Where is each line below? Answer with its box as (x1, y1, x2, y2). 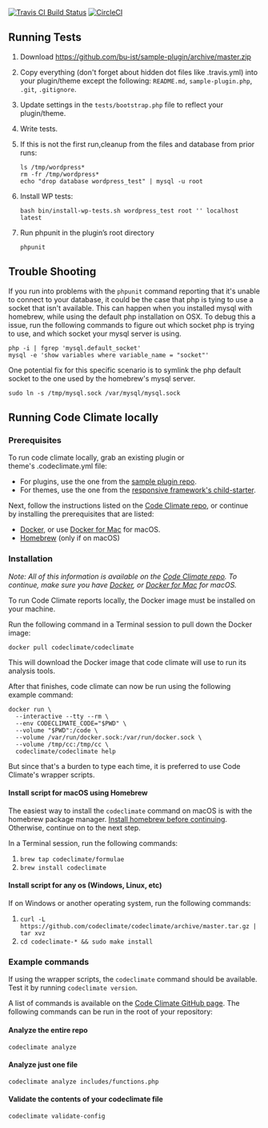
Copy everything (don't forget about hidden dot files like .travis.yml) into (19, 67, 258, 77)
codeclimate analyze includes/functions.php (8, 1078, 159, 1086)
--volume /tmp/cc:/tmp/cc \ (15, 740, 110, 748)
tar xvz (19, 930, 46, 938)
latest (19, 213, 42, 221)
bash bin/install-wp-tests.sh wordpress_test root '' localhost (19, 206, 239, 215)
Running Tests (8, 30, 82, 44)
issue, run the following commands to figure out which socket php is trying (8, 320, 254, 329)
